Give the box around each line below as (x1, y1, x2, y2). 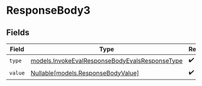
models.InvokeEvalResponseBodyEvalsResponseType (30, 56, 183, 64)
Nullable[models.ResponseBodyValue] (30, 69, 139, 77)
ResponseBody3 (6, 4, 91, 17)
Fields (6, 27, 30, 38)
